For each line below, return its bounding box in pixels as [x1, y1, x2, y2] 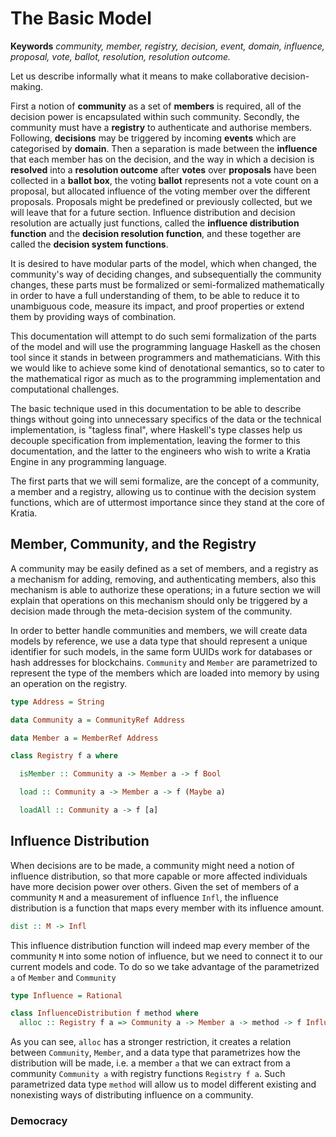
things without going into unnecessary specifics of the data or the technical [10, 413, 322, 425]
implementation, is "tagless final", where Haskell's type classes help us [10, 423, 303, 436]
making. [10, 80, 44, 92]
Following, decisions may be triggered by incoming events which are [10, 132, 297, 144]
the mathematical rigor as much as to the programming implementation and [10, 372, 322, 384]
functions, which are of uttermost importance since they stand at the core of [10, 496, 325, 508]
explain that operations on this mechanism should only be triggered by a [10, 594, 308, 606]
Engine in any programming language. [10, 455, 167, 467]
